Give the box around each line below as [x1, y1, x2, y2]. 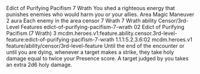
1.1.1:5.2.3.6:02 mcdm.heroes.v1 [115, 36, 193, 43]
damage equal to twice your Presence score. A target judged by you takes [6, 55, 189, 62]
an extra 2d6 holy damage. [6, 61, 73, 68]
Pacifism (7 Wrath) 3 [6, 30, 57, 37]
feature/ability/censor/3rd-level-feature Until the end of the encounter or [6, 43, 185, 49]
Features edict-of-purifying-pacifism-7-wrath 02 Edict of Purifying [20, 24, 185, 30]
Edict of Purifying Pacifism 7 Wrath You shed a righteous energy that [6, 5, 175, 11]
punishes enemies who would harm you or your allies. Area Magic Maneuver [6, 11, 195, 18]
